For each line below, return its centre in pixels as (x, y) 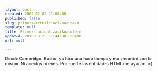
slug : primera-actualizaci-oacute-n (42, 23)
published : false (23, 18)
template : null (20, 27)
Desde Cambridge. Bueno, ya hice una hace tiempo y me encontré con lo (78, 59)
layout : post (18, 9)
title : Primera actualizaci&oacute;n (43, 32)
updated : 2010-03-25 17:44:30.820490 (43, 36)
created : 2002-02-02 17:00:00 (36, 14)
